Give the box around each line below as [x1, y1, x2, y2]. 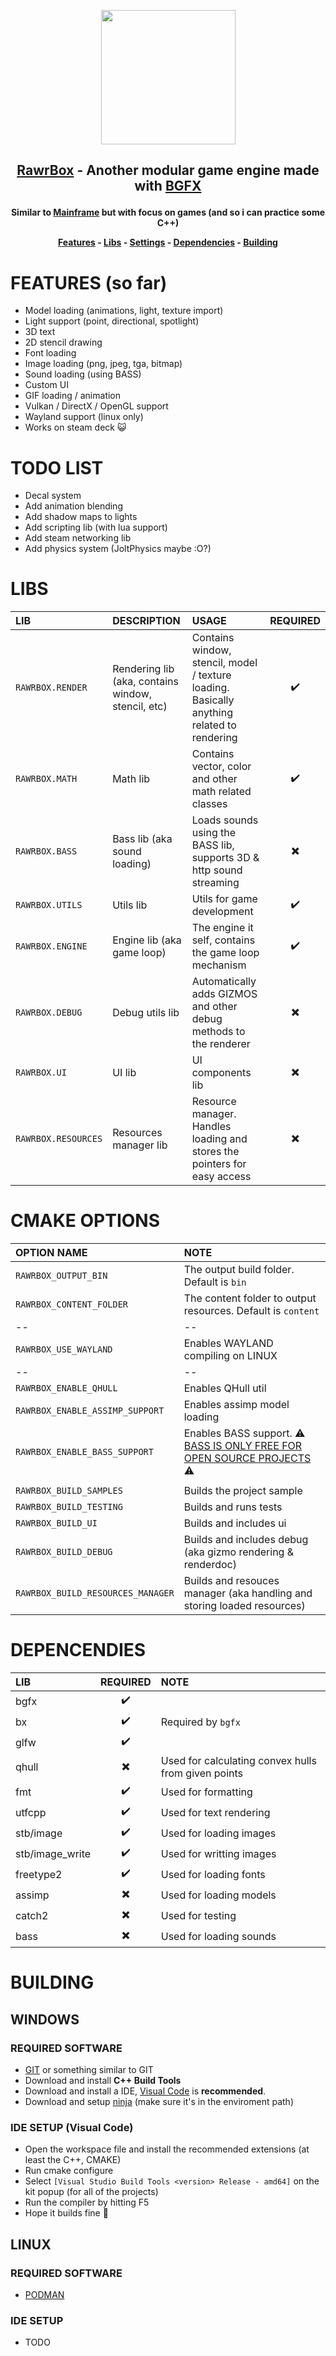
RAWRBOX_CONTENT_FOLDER [15, 1299, 129, 1310]
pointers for [191, 1157, 247, 1171]
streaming [191, 876, 240, 890]
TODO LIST [10, 456, 104, 479]
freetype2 [15, 1867, 63, 1881]
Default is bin [183, 1275, 247, 1289]
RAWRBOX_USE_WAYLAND [15, 1344, 113, 1355]
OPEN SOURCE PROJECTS [183, 1451, 312, 1465]
